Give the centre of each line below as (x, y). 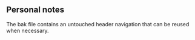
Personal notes (35, 10)
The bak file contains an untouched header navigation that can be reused (98, 24)
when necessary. (28, 30)
